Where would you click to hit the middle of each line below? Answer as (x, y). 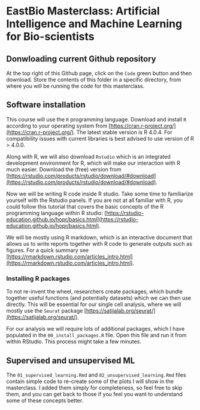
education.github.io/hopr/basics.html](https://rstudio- (72, 219)
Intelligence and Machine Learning (94, 24)
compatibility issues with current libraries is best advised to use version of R (100, 138)
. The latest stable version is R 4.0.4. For (123, 132)
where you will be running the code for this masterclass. (75, 86)
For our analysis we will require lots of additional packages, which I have (96, 329)
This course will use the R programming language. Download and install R (96, 119)
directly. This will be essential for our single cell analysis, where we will (94, 304)
